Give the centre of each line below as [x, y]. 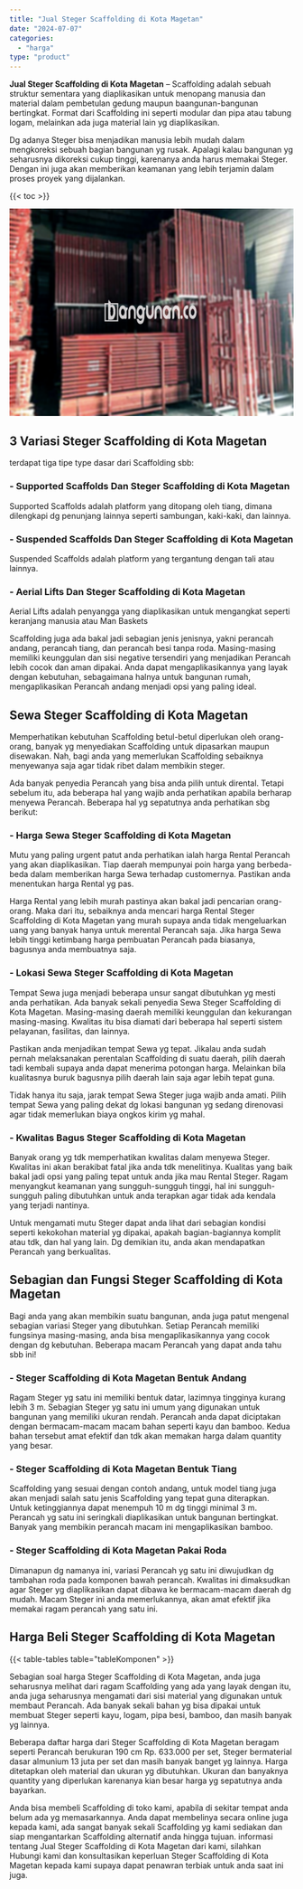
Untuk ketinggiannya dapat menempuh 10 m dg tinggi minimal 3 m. [133, 1508]
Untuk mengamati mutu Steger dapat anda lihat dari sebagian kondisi [138, 1223]
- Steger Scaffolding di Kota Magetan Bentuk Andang [128, 1377]
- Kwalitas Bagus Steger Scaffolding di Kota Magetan [128, 1138]
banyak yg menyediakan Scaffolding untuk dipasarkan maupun [152, 747]
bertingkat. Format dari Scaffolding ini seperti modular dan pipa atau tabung [151, 113]
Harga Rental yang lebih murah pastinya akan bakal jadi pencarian [132, 902]
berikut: [24, 812]
